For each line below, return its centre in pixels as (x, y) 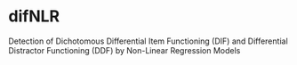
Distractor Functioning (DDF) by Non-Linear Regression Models (124, 50)
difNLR (34, 16)
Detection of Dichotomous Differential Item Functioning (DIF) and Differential (148, 41)
